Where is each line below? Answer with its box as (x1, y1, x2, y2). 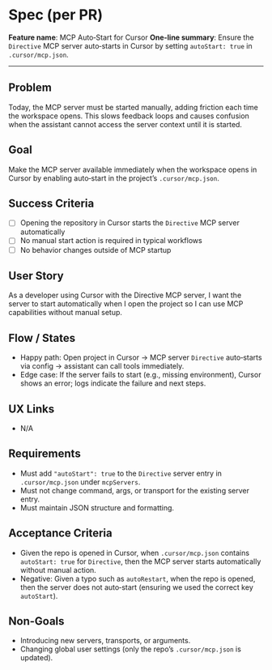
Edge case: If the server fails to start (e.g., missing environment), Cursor (19, 370, 261, 380)
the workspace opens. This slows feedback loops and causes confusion (8, 111, 249, 121)
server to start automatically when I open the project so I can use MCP (8, 299, 244, 309)
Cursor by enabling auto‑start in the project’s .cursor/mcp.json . (8, 173, 220, 183)
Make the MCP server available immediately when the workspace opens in (8, 164, 257, 174)
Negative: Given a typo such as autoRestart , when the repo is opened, (19, 574, 256, 583)
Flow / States (8, 331, 76, 345)
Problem (8, 81, 53, 95)
